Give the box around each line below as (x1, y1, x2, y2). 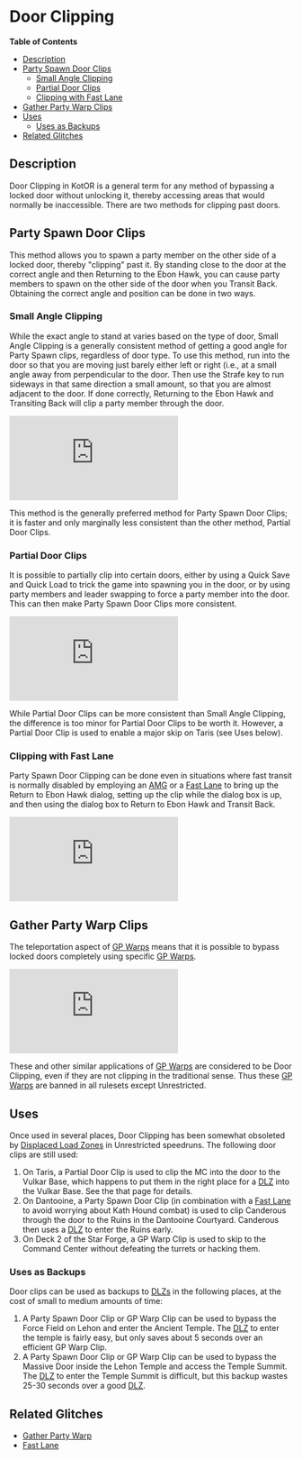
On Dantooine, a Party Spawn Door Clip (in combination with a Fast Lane (22, 1196, 291, 1207)
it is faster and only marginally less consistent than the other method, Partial (9, 516, 290, 528)
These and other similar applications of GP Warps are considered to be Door (9, 1061, 292, 1071)
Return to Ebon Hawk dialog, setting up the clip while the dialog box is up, (9, 789, 282, 800)
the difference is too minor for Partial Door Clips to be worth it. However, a (9, 718, 284, 729)
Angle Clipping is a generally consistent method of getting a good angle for (9, 340, 288, 351)
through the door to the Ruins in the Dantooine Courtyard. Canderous (22, 1215, 280, 1226)
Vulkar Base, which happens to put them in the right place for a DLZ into (22, 1176, 290, 1187)
